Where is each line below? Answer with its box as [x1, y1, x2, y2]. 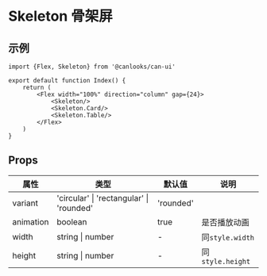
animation [12, 216, 49, 227]
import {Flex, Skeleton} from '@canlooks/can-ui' [8, 63, 176, 71]
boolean [56, 216, 87, 227]
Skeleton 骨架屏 [8, 7, 114, 25]
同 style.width [201, 232, 255, 243]
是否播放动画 [201, 217, 250, 228]
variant [12, 197, 38, 209]
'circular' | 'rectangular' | [56, 192, 149, 203]
